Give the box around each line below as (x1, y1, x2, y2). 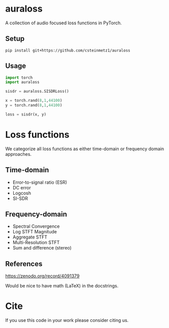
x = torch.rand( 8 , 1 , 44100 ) (5, 98, 62, 103)
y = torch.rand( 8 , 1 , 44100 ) (5, 103, 62, 108)
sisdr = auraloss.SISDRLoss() (5, 89, 70, 94)
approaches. (5, 151, 32, 157)
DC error (12, 184, 31, 190)
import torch (5, 75, 33, 80)
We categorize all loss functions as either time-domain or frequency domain (5, 145, 164, 152)
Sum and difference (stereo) (12, 245, 72, 251)
